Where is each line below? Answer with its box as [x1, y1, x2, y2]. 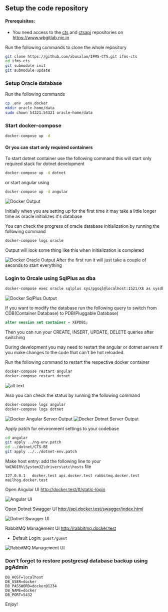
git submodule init [5, 63, 46, 68]
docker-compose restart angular [5, 369, 72, 374]
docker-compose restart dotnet [5, 373, 70, 378]
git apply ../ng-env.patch [5, 440, 61, 445]
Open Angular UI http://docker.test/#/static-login [5, 487, 105, 493]
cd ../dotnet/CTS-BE [5, 444, 48, 449]
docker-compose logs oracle [5, 238, 64, 243]
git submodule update [5, 68, 50, 73]
